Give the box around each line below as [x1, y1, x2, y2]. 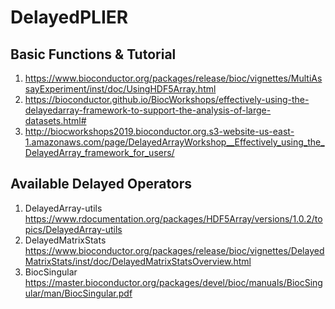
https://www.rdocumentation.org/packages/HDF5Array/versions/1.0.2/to [24, 212, 323, 225]
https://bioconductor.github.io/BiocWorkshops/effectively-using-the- [24, 94, 310, 105]
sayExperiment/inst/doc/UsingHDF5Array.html [24, 83, 217, 95]
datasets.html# [24, 115, 87, 126]
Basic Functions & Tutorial [10, 46, 177, 63]
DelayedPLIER [10, 6, 129, 29]
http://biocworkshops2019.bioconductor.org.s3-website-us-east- [24, 126, 295, 137]
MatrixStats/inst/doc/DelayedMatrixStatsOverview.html [24, 255, 252, 267]
